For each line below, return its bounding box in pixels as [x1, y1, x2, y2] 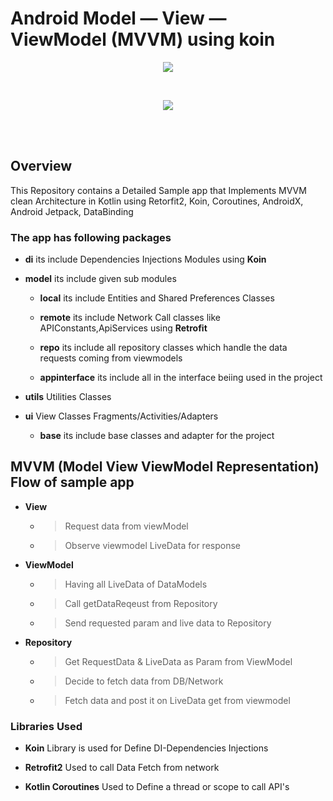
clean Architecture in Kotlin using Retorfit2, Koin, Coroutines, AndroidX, [10, 195, 304, 207]
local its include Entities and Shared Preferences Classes [39, 292, 275, 304]
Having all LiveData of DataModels [64, 578, 208, 590]
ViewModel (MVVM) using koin [10, 28, 276, 51]
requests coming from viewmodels [39, 352, 183, 364]
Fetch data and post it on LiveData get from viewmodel [64, 694, 291, 706]
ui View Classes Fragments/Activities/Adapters [24, 410, 219, 422]
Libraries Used [10, 719, 83, 733]
